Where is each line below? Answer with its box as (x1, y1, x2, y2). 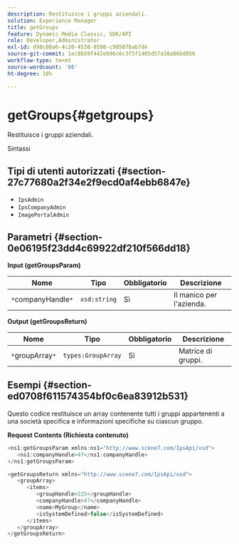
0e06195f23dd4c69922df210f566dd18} (7, 242, 191, 254)
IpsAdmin (17, 197, 44, 204)
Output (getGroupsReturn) (7, 317, 87, 326)
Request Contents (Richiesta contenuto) (7, 431, 129, 439)
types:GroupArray (63, 351, 122, 360)
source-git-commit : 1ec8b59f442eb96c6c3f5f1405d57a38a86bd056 (7, 51, 196, 58)
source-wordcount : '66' (7, 63, 78, 71)
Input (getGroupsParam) (7, 261, 81, 270)
